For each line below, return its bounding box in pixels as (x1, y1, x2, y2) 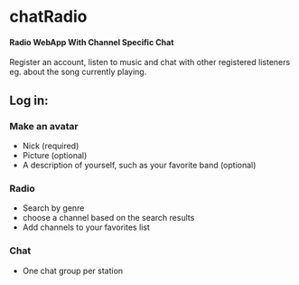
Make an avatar (9, 119, 79, 132)
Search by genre (22, 203, 85, 214)
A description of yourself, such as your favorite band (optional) (22, 160, 257, 171)
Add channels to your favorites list (22, 222, 151, 233)
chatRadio (9, 6, 88, 27)
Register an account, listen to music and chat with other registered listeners (9, 57, 291, 68)
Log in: (9, 92, 49, 108)
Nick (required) (22, 140, 79, 151)
